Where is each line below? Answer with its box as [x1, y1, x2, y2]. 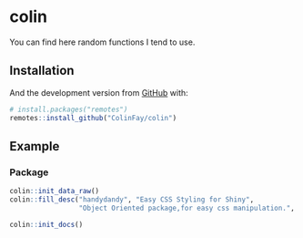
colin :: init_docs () [9, 220, 84, 229]
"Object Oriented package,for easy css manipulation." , [78, 203, 296, 212]
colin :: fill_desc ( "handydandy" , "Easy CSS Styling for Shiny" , [9, 195, 255, 204]
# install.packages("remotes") [9, 105, 128, 114]
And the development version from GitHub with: [9, 87, 188, 98]
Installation [9, 63, 75, 78]
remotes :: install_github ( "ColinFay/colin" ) [9, 113, 177, 122]
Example [9, 139, 60, 154]
